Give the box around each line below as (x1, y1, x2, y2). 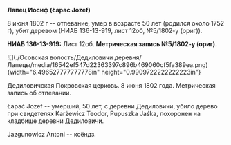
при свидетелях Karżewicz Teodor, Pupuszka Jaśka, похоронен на (7, 110, 201, 117)
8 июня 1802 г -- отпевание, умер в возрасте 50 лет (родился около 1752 (7, 19, 225, 27)
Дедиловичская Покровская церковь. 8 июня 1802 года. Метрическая (7, 81, 216, 89)
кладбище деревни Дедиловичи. (7, 117, 104, 125)
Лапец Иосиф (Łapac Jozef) (7, 6, 91, 14)
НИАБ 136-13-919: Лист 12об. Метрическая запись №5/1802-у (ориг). (7, 40, 218, 48)
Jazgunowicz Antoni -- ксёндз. (7, 130, 97, 138)
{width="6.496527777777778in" (7, 68, 100, 76)
